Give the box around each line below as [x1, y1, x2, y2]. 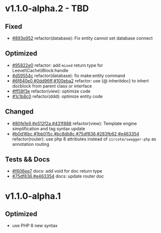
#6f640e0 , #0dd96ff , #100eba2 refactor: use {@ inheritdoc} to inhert [12, 78, 149, 83]
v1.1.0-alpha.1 [5, 191, 61, 201]
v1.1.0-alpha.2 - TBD [5, 3, 89, 14]
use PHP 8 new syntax [12, 223, 58, 229]
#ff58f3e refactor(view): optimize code [12, 88, 91, 94]
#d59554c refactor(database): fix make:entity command [12, 73, 125, 78]
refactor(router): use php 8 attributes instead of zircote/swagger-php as [12, 136, 156, 142]
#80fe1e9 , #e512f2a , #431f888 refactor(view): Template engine [12, 120, 137, 126]
